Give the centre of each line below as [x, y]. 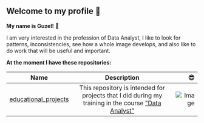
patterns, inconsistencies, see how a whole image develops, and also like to [101, 44]
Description [122, 77]
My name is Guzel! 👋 [33, 26]
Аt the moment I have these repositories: [59, 62]
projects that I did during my [122, 95]
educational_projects [39, 99]
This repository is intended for [122, 88]
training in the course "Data [122, 103]
